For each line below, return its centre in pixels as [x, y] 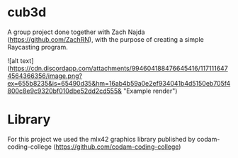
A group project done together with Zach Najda [76, 32]
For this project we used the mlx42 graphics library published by [102, 139]
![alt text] [21, 60]
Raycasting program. [38, 47]
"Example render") [150, 91]
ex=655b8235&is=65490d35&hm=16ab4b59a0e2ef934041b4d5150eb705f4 [119, 83]
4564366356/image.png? [45, 76]
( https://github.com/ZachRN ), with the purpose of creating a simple [106, 39]
